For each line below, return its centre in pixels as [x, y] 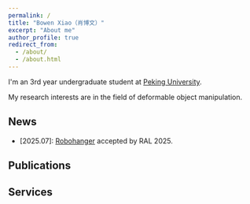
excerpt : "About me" [42, 30]
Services [31, 193]
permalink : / [29, 15]
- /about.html [38, 60]
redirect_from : [33, 45]
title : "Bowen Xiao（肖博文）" [56, 23]
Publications [40, 166]
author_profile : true [44, 37]
